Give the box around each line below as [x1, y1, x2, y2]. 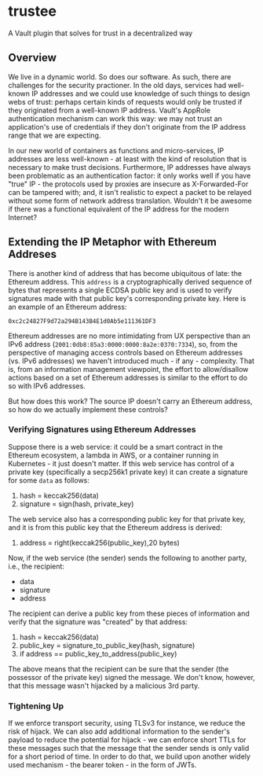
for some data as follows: [8, 475, 90, 485]
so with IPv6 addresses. [8, 381, 86, 391]
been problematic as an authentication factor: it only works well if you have [8, 171, 251, 180]
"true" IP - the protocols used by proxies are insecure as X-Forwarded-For [8, 179, 249, 189]
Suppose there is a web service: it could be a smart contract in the [8, 442, 224, 451]
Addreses [8, 248, 57, 261]
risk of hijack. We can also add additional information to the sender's [8, 726, 230, 737]
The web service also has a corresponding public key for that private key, [8, 514, 246, 524]
